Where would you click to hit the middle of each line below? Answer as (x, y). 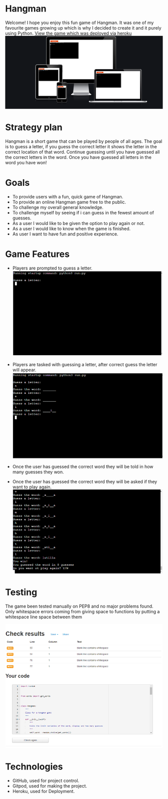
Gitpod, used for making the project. (50, 786)
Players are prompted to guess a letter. (52, 268)
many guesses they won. (38, 472)
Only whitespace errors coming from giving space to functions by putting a (82, 612)
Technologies (34, 767)
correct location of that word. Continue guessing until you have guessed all (82, 152)
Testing (21, 592)
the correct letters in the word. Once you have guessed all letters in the (78, 157)
